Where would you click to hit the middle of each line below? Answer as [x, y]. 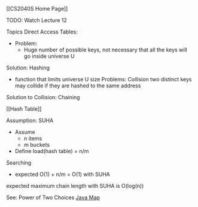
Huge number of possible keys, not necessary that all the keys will [105, 50]
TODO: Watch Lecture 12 [37, 20]
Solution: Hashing [28, 68]
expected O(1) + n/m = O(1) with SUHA [63, 174]
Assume [25, 132]
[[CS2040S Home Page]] [37, 9]
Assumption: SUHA [30, 120]
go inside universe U [49, 56]
